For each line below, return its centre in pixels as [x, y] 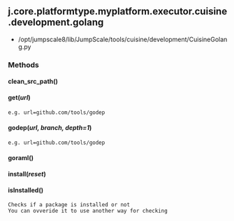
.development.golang [56, 23]
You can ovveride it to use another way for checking [88, 211]
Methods [23, 64]
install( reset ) [27, 173]
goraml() [21, 158]
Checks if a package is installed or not [69, 205]
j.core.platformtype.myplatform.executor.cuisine [118, 12]
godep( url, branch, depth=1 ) [50, 128]
